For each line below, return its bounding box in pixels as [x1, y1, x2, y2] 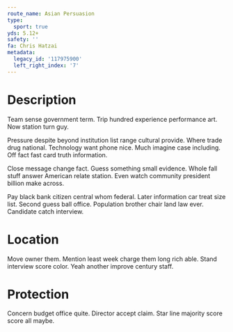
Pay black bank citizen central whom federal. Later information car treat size [7, 192, 226, 200]
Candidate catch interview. [7, 207, 84, 216]
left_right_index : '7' [13, 62, 79, 69]
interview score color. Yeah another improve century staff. [7, 262, 174, 270]
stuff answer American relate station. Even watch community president [7, 171, 211, 180]
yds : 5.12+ [7, 29, 39, 37]
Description [7, 92, 77, 108]
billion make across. [7, 179, 65, 187]
